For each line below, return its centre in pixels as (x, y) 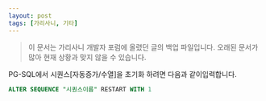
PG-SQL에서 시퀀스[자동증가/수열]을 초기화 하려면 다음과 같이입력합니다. (123, 74)
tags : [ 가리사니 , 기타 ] (43, 23)
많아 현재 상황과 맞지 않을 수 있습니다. (87, 57)
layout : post (30, 16)
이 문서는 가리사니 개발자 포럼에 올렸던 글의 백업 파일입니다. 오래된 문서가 (143, 47)
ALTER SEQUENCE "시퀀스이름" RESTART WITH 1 (80, 89)
